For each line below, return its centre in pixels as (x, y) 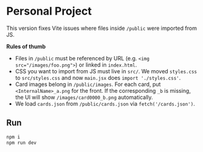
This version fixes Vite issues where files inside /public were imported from (101, 28)
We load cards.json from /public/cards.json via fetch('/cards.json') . (105, 103)
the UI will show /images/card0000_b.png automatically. (84, 97)
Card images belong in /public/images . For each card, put (88, 84)
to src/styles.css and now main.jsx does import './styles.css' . (98, 78)
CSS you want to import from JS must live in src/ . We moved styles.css (106, 71)
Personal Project (49, 11)
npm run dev (21, 143)
